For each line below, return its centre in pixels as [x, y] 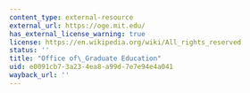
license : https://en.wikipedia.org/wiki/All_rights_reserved [125, 42]
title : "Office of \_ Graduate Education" [86, 58]
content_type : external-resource [71, 17]
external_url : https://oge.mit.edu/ [77, 26]
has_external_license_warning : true [77, 34]
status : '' [29, 50]
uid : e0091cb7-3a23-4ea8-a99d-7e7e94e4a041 [92, 67]
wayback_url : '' [39, 75]
